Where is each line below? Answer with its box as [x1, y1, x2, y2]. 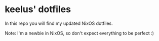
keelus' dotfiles [5, 4, 71, 15]
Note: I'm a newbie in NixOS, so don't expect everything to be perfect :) [5, 30, 154, 36]
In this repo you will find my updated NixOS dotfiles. [5, 20, 113, 26]
